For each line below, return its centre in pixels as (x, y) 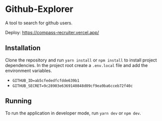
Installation (23, 48)
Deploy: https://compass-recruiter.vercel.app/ (52, 32)
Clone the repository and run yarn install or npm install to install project (81, 60)
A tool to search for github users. (39, 23)
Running (19, 101)
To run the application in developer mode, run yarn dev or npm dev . (73, 113)
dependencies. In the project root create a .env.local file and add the (77, 65)
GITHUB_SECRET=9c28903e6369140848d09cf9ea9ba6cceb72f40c (73, 86)
